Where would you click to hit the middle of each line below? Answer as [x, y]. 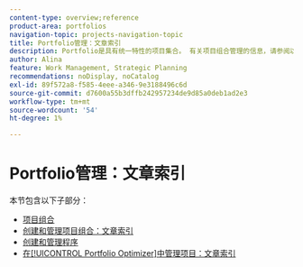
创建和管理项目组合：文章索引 [78, 231]
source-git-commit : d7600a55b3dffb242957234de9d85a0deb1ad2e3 [129, 93]
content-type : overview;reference [74, 18]
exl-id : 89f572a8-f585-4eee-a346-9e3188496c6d [98, 85]
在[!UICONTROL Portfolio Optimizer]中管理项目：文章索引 [129, 253]
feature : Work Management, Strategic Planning [98, 69]
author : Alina [36, 60]
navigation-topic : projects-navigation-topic [96, 34]
